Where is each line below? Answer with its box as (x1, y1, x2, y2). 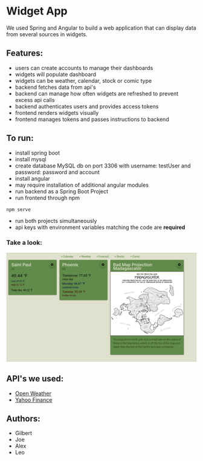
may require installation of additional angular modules (14, 181, 149, 189)
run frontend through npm (14, 194, 80, 201)
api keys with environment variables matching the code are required (14, 224, 185, 231)
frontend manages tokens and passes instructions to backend (14, 115, 169, 123)
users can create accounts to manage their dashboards (14, 64, 153, 71)
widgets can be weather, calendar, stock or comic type (14, 77, 152, 84)
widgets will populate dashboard (14, 71, 97, 78)
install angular (14, 175, 50, 182)
